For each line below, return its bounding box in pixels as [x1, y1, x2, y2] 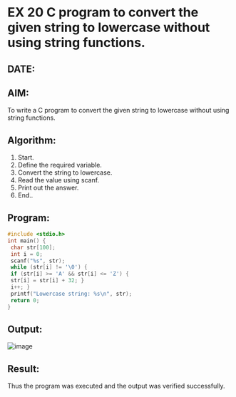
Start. [17, 153, 34, 162]
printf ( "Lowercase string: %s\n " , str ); [10, 290, 133, 297]
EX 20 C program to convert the [7, 4, 199, 21]
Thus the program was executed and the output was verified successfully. [7, 382, 226, 391]
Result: [7, 363, 40, 375]
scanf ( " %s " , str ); [10, 257, 66, 264]
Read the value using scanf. [17, 176, 100, 185]
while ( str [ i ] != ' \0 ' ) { [10, 264, 88, 271]
